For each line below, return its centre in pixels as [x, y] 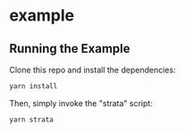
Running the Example [70, 49]
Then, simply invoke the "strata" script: [81, 103]
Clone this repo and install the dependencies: [92, 70]
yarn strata [31, 120]
